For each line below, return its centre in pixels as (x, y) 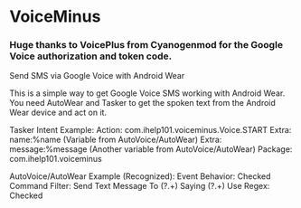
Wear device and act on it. (58, 113)
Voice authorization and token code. (91, 56)
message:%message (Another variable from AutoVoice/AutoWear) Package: (151, 149)
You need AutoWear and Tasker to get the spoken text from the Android (142, 103)
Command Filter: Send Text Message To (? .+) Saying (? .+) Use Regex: (140, 186)
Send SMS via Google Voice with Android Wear (97, 76)
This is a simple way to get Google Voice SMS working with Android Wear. (147, 93)
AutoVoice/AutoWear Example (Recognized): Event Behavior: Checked (140, 176)
